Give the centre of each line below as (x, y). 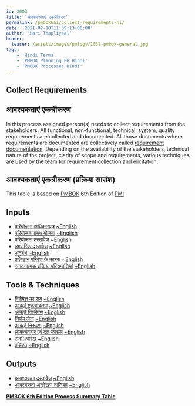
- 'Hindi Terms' (37, 55)
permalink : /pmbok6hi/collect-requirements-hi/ (65, 22)
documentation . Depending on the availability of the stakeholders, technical (97, 149)
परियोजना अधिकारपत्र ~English (46, 226)
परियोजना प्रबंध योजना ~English (46, 233)
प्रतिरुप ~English (32, 345)
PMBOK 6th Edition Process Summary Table (61, 396)
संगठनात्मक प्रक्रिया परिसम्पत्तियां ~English (55, 266)
